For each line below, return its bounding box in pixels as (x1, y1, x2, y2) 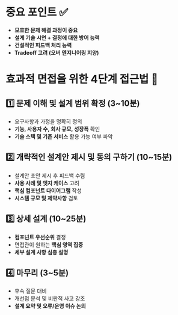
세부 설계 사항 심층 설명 (14, 248, 69, 255)
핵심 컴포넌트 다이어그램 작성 (14, 187, 82, 194)
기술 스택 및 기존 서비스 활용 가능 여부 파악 (14, 133, 113, 140)
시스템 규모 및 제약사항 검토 (14, 194, 79, 201)
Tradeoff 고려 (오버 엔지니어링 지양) (14, 49, 99, 56)
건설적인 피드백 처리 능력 (14, 41, 72, 49)
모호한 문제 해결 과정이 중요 (14, 26, 78, 34)
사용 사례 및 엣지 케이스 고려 (14, 179, 79, 186)
